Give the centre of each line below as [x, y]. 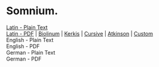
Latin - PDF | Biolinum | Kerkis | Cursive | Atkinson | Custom [80, 33]
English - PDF [23, 46]
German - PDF [24, 59]
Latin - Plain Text [27, 27]
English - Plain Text [30, 40]
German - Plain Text [31, 52]
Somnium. [32, 11]
